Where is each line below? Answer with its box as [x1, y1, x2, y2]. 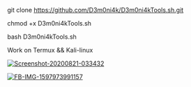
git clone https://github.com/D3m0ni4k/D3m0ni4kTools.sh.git [7, 6, 184, 14]
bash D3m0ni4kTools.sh [7, 32, 77, 41]
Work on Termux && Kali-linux [7, 46, 93, 54]
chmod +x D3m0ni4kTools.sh [7, 19, 92, 27]
